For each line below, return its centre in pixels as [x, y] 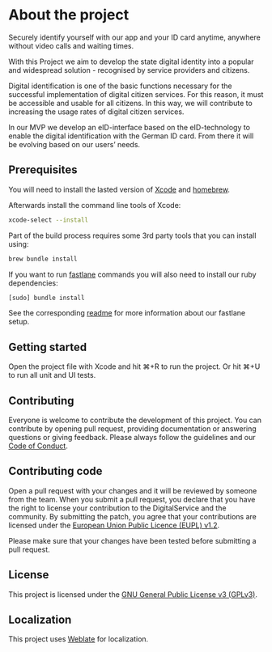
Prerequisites [43, 170]
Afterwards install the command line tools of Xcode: [95, 205]
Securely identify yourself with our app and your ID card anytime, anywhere [135, 37]
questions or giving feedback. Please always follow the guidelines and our [132, 437]
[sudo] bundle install [47, 298]
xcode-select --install [49, 220]
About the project [69, 15]
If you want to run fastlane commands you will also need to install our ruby [132, 274]
